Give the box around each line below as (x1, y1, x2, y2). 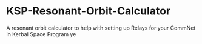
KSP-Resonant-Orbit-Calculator (6, 4, 171, 18)
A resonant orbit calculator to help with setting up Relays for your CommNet (6, 24, 196, 31)
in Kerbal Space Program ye (6, 30, 76, 37)
